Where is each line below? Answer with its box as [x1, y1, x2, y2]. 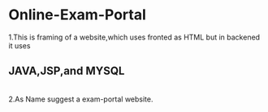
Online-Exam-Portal [8, 6, 146, 24]
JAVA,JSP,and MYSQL [8, 64, 125, 78]
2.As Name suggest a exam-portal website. [8, 94, 153, 104]
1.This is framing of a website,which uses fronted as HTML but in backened [8, 32, 261, 42]
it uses [8, 40, 31, 50]
